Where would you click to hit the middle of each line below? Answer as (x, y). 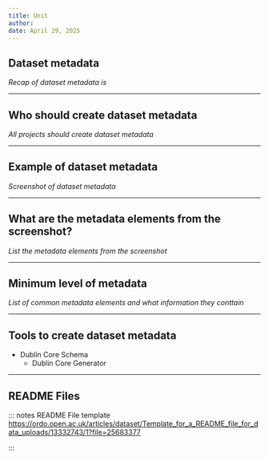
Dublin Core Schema (54, 355)
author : (21, 23)
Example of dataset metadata (83, 167)
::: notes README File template (59, 415)
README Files (44, 396)
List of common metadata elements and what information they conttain (126, 303)
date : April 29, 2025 (44, 30)
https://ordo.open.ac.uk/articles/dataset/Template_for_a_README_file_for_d (133, 424)
